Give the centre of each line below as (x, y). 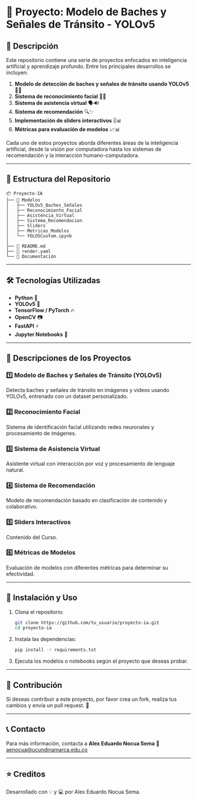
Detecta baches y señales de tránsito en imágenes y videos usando (88, 390)
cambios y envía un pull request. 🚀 (48, 705)
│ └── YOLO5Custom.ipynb (39, 236)
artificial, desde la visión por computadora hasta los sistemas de (84, 149)
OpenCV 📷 (28, 317)
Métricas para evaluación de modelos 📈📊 (67, 129)
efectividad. (21, 574)
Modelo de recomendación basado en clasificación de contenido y (86, 500)
